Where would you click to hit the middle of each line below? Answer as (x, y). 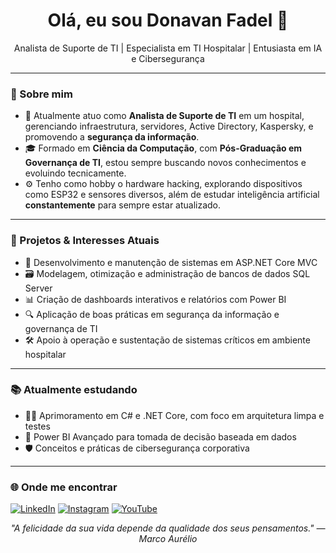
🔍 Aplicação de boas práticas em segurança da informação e (152, 314)
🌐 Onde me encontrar (64, 487)
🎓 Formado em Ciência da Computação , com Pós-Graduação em (163, 148)
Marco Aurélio (168, 539)
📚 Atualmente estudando (74, 390)
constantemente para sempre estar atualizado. (123, 205)
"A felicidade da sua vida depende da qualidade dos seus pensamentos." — (168, 528)
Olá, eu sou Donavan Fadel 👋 (168, 20)
